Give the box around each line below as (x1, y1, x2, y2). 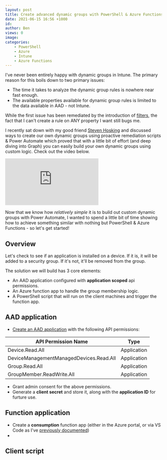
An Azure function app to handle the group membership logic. (12, 288, 139, 294)
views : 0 (5, 30, 23, 35)
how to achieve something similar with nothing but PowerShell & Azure (5, 220, 150, 226)
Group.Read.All (7, 362, 43, 369)
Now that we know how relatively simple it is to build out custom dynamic (5, 209, 156, 215)
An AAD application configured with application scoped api (12, 278, 135, 284)
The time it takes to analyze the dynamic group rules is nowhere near (12, 87, 154, 93)
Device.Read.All (7, 346, 45, 353)
